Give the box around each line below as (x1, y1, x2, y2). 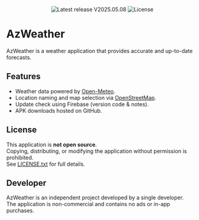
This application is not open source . (6, 141, 97, 148)
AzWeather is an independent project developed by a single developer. (6, 194, 184, 201)
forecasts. (6, 54, 32, 61)
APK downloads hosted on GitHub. (15, 107, 102, 114)
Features (6, 71, 41, 82)
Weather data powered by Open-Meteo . (15, 87, 116, 94)
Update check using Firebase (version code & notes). (15, 101, 149, 108)
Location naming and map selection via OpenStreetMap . (15, 94, 156, 101)
